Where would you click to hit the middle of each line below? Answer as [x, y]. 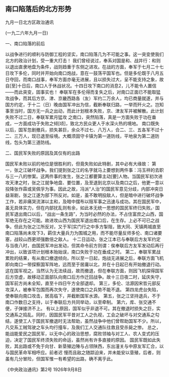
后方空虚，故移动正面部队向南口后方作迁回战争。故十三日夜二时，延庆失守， [84, 277]
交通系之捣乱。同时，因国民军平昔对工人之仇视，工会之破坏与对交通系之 [80, 315]
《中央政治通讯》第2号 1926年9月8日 [44, 369]
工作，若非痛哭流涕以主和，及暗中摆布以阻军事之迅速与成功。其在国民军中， [84, 201]
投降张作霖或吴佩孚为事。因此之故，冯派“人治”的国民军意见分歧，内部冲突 [82, 189]
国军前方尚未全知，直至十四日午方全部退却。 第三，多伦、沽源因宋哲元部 [81, 283]
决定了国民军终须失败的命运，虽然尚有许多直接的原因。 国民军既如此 [85, 340]
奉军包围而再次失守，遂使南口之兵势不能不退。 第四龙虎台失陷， [94, 289]
